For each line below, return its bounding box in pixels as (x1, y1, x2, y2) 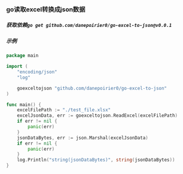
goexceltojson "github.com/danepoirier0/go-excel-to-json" (17, 85, 167, 91)
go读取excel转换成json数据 (6, 5, 86, 13)
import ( (6, 64, 28, 70)
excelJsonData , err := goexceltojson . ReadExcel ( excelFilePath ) (17, 113, 178, 119)
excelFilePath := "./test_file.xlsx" (17, 107, 111, 113)
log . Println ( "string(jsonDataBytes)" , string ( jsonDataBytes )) (17, 157, 175, 163)
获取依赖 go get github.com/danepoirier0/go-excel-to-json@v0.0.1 (6, 21, 172, 28)
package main (6, 52, 39, 59)
